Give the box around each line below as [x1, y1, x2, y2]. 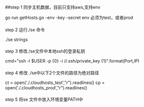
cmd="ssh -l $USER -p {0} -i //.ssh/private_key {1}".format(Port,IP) [5, 58, 140, 64]
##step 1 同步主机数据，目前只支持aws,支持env [5, 4, 100, 10]
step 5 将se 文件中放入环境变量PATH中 [5, 97, 83, 103]
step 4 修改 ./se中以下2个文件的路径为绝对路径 [5, 70, 99, 76]
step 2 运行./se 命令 [5, 26, 45, 33]
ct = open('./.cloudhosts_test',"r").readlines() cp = [5, 80, 105, 86]
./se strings [5, 36, 28, 43]
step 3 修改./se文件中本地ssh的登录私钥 [5, 48, 85, 54]
